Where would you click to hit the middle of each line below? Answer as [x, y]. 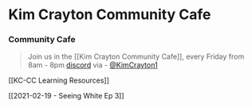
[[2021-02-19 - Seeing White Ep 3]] [67, 96]
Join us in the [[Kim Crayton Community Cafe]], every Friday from [136, 56]
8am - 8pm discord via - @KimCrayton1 [93, 65]
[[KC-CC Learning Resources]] [59, 80]
